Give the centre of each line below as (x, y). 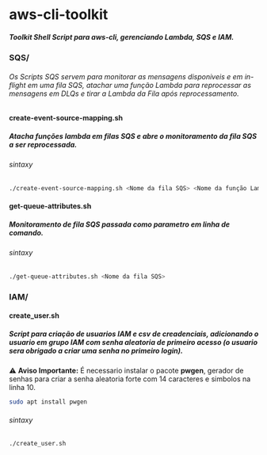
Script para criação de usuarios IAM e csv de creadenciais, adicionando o (134, 334)
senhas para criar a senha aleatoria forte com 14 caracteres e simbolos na (130, 379)
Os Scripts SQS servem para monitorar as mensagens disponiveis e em (126, 76)
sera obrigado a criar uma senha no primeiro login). (96, 350)
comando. (27, 233)
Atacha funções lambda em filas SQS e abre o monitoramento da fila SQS (133, 136)
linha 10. (23, 388)
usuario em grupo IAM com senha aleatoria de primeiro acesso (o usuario (133, 342)
